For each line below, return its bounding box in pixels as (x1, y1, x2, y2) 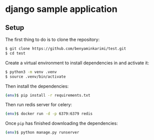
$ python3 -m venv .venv (5, 69, 57, 74)
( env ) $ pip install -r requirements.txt (5, 93, 91, 98)
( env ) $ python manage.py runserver (5, 130, 79, 135)
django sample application (5, 3, 117, 15)
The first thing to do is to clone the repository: (5, 36, 100, 42)
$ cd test (5, 51, 26, 56)
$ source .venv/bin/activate (5, 74, 66, 79)
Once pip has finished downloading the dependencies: (5, 121, 118, 127)
